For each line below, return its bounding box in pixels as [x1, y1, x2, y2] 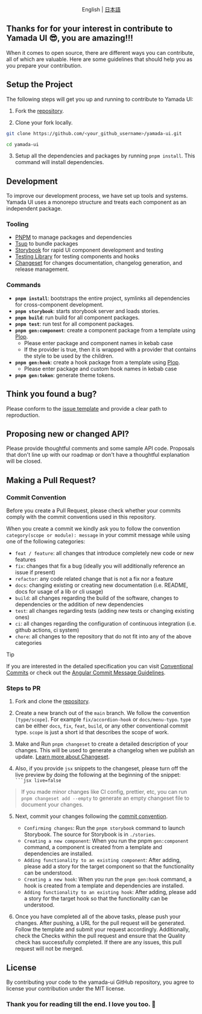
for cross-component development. [14, 301, 104, 308]
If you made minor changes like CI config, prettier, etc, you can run [21, 788, 188, 796]
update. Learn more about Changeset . [14, 753, 110, 761]
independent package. [6, 205, 62, 212]
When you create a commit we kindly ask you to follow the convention [6, 525, 180, 533]
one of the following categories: [6, 538, 86, 545]
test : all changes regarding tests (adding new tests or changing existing [14, 607, 195, 615]
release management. [14, 265, 69, 273]
